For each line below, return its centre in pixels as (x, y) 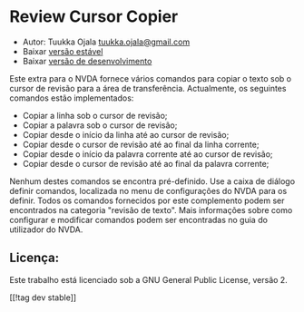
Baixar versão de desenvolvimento (87, 61)
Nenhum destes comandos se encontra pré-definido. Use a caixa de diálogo (152, 181)
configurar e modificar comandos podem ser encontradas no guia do (138, 219)
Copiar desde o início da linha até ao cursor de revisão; (126, 134)
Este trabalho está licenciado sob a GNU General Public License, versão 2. (148, 279)
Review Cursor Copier (94, 17)
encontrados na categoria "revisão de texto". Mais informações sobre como (151, 210)
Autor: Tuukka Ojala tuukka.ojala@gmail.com (106, 42)
